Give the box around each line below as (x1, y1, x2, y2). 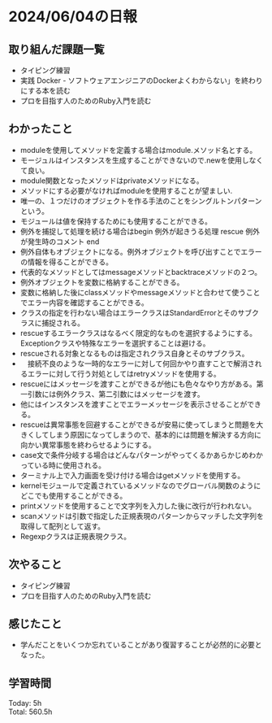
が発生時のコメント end (19, 237, 100, 246)
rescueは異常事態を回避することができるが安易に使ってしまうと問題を (19, 420, 257, 429)
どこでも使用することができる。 (19, 490, 127, 500)
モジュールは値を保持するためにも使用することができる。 (19, 216, 213, 226)
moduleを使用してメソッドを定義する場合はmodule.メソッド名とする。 (19, 145, 257, 155)
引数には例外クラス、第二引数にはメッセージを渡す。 (27, 389, 205, 399)
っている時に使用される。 (19, 460, 106, 470)
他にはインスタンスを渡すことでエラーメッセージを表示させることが (19, 399, 248, 409)
